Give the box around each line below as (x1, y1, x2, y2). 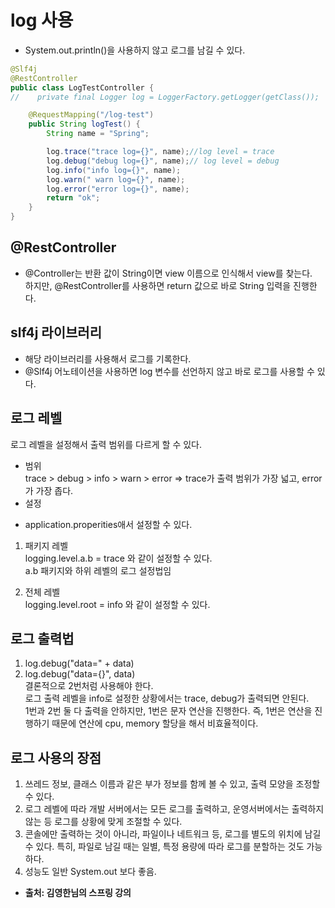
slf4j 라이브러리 (10, 324, 102, 341)
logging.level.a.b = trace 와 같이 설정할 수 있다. (24, 552, 213, 564)
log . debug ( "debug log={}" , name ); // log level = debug (46, 156, 280, 166)
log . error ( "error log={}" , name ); (46, 184, 190, 194)
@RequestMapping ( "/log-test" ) (28, 110, 155, 120)
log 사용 (10, 9, 74, 32)
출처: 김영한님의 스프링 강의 (24, 887, 132, 899)
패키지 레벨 (24, 539, 69, 551)
